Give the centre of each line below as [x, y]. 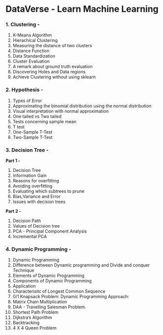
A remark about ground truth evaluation [53, 67]
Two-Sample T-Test [33, 137]
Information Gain [30, 175]
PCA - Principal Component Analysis [50, 231]
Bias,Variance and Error [37, 197]
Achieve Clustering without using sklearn [54, 77]
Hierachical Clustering [35, 40]
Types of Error [27, 100]
